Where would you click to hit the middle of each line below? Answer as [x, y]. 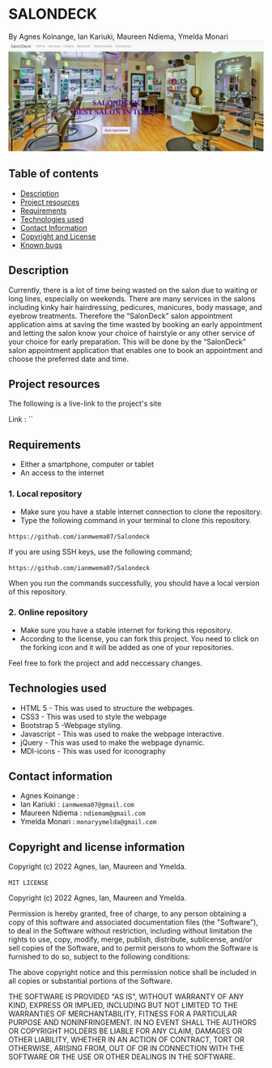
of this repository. [38, 591]
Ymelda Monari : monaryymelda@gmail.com [88, 822]
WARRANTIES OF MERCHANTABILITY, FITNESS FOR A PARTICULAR [123, 1014]
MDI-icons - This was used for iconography [93, 751]
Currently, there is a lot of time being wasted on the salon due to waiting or [133, 290]
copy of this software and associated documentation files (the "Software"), [134, 922]
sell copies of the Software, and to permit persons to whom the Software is [134, 948]
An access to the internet [62, 473]
